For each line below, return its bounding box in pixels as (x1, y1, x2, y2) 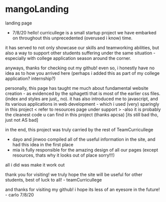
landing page (5, 20, 32, 26)
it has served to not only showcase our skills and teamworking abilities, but (5, 44, 160, 50)
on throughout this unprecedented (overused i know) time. (12, 35, 133, 41)
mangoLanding (5, 3, 69, 15)
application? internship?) (5, 75, 56, 81)
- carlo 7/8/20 (5, 192, 34, 198)
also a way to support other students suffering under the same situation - (5, 50, 156, 56)
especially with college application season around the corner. (5, 55, 131, 61)
